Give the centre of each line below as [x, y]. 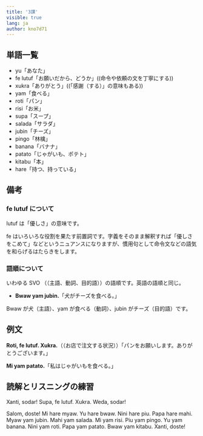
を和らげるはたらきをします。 [43, 251]
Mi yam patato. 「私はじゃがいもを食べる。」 [62, 366]
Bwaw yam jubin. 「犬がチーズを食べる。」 [67, 296]
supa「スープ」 [35, 116]
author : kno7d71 [27, 29]
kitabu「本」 [31, 162]
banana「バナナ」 [38, 147]
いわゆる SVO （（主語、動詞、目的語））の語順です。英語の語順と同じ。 [95, 283]
